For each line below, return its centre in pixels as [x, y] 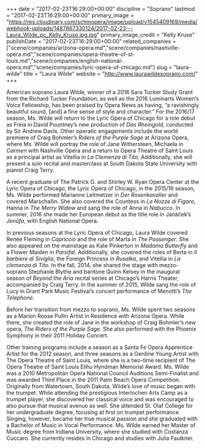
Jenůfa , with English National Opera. [53, 221]
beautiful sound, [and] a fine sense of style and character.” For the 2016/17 [100, 112]
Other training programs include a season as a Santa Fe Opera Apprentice [99, 347]
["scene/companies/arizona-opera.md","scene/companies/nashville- [93, 48]
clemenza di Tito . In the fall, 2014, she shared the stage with [82, 265]
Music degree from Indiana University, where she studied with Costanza [97, 431]
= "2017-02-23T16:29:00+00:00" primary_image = [70, 15]
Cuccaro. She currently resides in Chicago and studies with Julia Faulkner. [100, 438]
